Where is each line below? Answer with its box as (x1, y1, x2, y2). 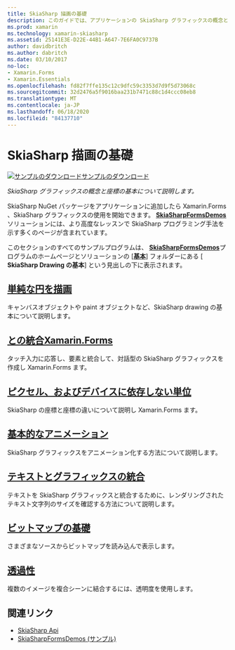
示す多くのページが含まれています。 (7, 228, 111, 236)
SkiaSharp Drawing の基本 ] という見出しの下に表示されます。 (7, 261, 187, 269)
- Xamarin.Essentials (7, 75, 71, 83)
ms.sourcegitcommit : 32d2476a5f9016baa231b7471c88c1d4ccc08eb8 (7, 89, 196, 96)
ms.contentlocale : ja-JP (7, 102, 80, 109)
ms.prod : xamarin (7, 23, 58, 30)
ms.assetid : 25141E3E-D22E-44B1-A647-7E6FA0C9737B (7, 37, 159, 44)
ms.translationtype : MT (7, 96, 77, 103)
